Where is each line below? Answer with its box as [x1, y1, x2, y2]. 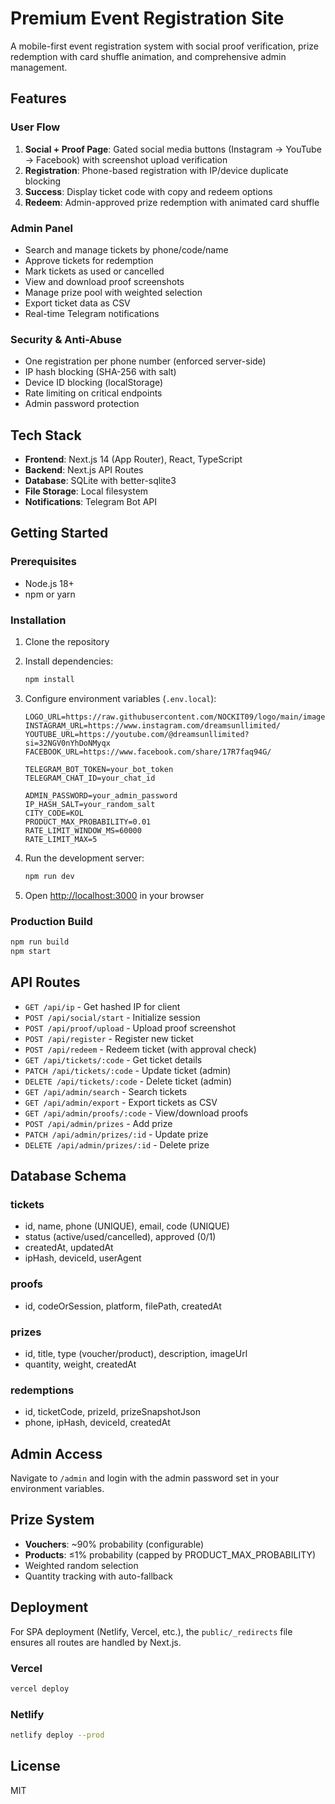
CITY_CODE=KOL [24, 808, 84, 818]
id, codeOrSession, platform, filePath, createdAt [24, 1300, 222, 1312]
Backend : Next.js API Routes [24, 464, 144, 476]
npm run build [10, 937, 70, 947]
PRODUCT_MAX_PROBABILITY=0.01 [24, 817, 152, 827]
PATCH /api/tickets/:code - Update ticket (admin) [24, 1064, 232, 1076]
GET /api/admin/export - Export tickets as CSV [24, 1096, 218, 1108]
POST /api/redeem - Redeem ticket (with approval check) [24, 1043, 257, 1055]
